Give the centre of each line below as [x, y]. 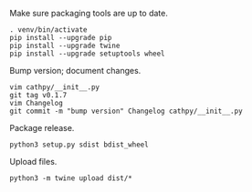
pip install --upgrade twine [65, 45]
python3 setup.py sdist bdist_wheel [79, 145]
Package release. [42, 128]
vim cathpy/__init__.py [55, 87]
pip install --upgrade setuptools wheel [88, 54]
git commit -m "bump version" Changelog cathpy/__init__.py [126, 111]
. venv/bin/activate [49, 30]
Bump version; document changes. [75, 71]
